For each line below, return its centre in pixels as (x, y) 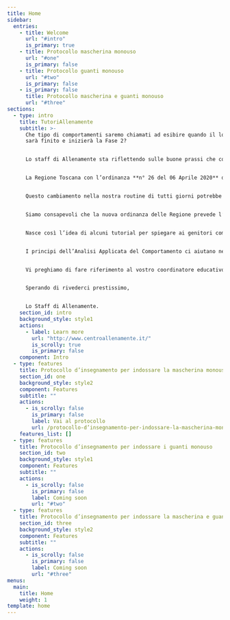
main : (21, 587)
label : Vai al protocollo (69, 421)
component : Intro (44, 357)
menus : (16, 580)
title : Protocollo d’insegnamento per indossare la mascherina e (115, 517)
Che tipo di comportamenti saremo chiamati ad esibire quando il (120, 134)
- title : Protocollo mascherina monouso (78, 52)
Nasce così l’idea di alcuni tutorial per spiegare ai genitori (119, 233)
